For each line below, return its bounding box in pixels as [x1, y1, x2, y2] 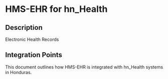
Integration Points [5, 51, 63, 59]
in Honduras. [5, 69, 32, 75]
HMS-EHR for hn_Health [5, 3, 108, 15]
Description [5, 23, 43, 32]
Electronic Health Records [5, 36, 59, 42]
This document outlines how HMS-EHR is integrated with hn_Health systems [5, 64, 163, 70]
